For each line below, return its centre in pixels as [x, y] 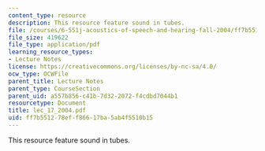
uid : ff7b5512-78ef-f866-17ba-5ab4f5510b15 [81, 118]
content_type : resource [47, 15]
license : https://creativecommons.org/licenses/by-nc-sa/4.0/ [112, 67]
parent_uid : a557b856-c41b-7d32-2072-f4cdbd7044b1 [93, 96]
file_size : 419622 [38, 37]
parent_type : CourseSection [54, 88]
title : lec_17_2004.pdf [47, 111]
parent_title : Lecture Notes [56, 81]
